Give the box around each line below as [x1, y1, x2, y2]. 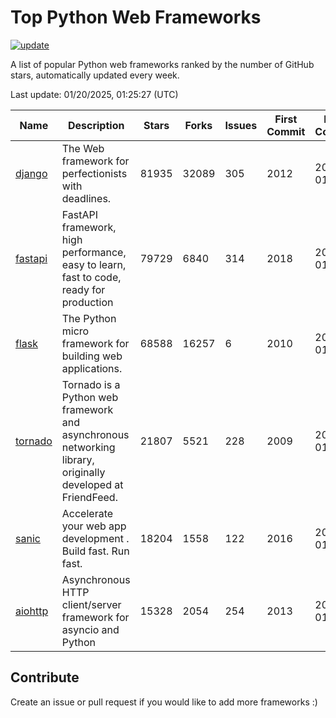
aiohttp [15, 604, 49, 618]
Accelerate [61, 506, 114, 520]
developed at [61, 477, 124, 491]
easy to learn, [61, 257, 127, 271]
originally [61, 465, 106, 479]
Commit [266, 124, 306, 138]
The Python [61, 311, 117, 325]
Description [67, 118, 125, 132]
